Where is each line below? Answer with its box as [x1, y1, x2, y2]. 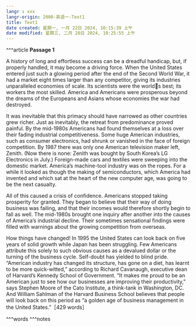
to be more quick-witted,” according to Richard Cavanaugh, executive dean [6, 266, 187, 273]
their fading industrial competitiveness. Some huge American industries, [6, 131, 180, 138]
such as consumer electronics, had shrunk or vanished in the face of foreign [6, 137, 190, 144]
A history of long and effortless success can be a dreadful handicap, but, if [6, 58, 187, 65]
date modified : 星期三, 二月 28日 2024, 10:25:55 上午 [6, 30, 136, 36]
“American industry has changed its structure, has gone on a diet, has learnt [6, 260, 190, 267]
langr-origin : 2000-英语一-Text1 [6, 14, 85, 20]
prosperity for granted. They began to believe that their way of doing [6, 198, 171, 205]
